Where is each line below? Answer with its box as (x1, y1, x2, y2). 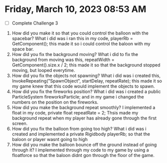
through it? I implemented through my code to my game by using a (11, 147, 149, 153)
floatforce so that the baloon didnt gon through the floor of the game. (11, 152, 154, 158)
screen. (11, 120, 28, 126)
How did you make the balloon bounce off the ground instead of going (11, 141, 157, 147)
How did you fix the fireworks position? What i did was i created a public (11, 88, 161, 94)
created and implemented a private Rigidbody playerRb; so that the (11, 131, 150, 137)
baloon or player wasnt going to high (11, 136, 88, 142)
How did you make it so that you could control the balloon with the (11, 30, 148, 36)
